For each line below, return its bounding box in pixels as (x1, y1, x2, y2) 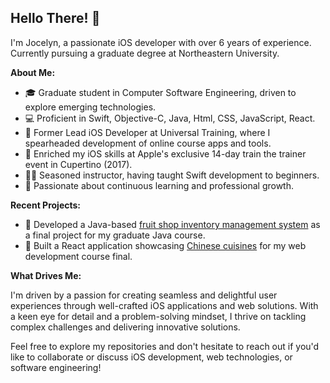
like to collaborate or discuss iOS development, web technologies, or (10, 351, 293, 363)
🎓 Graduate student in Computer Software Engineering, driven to (24, 86, 297, 98)
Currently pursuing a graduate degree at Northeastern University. (10, 47, 280, 59)
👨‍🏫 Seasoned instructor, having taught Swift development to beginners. (24, 169, 320, 181)
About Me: (10, 66, 56, 78)
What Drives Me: (10, 269, 82, 281)
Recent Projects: (10, 199, 82, 211)
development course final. (24, 250, 133, 262)
